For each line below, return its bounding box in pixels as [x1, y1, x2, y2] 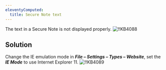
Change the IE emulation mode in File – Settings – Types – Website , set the [5, 54, 161, 60]
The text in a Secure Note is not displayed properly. [5, 26, 112, 32]
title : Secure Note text [10, 12, 62, 17]
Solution [5, 40, 32, 49]
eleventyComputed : [5, 7, 44, 13]
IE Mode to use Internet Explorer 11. [5, 59, 79, 65]
